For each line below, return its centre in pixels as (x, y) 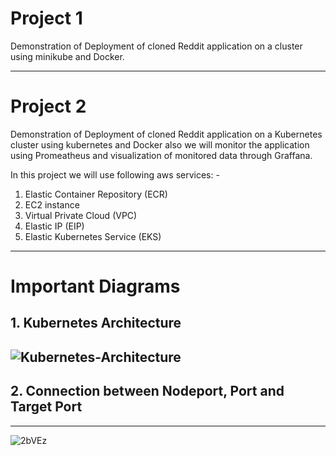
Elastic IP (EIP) (54, 226)
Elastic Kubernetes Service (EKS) (93, 236)
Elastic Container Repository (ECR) (96, 194)
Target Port (46, 407)
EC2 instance (52, 204)
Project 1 (46, 18)
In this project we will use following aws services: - (115, 174)
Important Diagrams (95, 286)
